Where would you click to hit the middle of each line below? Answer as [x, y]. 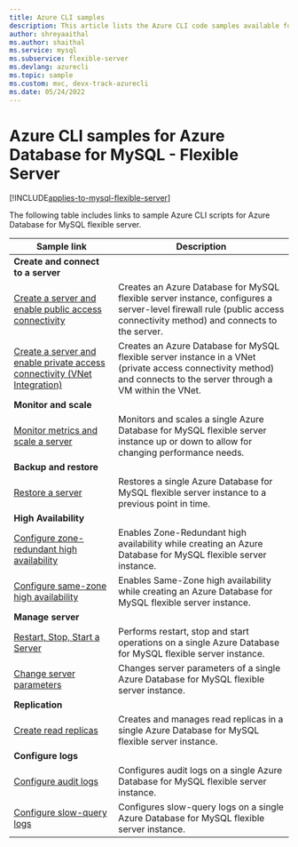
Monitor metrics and [56, 430]
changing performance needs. [181, 452]
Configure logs [46, 756]
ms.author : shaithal [47, 42]
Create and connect [57, 261]
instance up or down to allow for [185, 442]
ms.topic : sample [41, 76]
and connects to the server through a [196, 380]
